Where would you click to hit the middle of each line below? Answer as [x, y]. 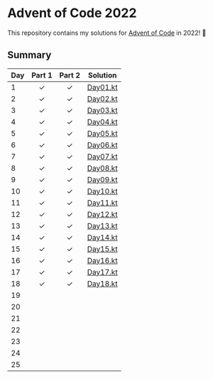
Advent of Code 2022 [72, 13]
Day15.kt [103, 249]
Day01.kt [103, 87]
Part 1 [42, 75]
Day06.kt [103, 145]
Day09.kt [103, 179]
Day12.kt [103, 214]
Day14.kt [103, 237]
